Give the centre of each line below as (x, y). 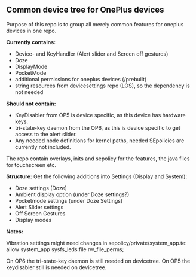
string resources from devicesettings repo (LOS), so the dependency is (102, 86)
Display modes (33, 220)
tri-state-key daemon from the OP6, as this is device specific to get (98, 127)
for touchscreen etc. (31, 165)
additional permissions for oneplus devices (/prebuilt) (81, 79)
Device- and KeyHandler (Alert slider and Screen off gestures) (91, 54)
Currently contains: (31, 42)
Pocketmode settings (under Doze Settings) (69, 200)
